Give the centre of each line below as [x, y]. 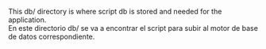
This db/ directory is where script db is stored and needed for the [115, 11]
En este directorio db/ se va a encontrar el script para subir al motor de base [133, 28]
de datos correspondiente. [52, 36]
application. [27, 20]
